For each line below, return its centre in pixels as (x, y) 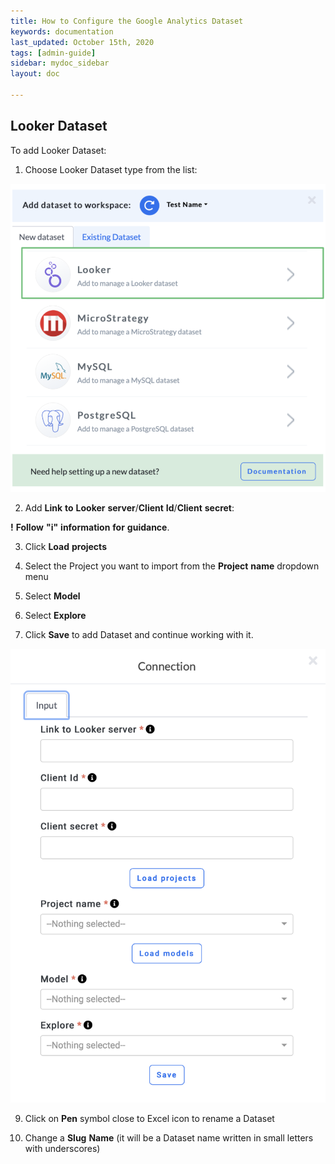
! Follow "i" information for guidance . (90, 527)
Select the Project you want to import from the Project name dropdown (172, 566)
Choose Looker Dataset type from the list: (111, 169)
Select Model (52, 596)
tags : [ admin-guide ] (53, 53)
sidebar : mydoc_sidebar (60, 63)
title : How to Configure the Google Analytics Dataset (127, 21)
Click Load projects (65, 546)
